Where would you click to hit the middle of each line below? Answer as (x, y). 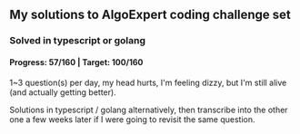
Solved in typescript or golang (78, 41)
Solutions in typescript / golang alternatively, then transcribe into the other (149, 110)
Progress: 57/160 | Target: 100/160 (76, 62)
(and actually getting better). (63, 92)
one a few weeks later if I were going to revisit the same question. (133, 119)
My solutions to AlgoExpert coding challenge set (150, 15)
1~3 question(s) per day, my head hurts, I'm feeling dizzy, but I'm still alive (148, 82)
